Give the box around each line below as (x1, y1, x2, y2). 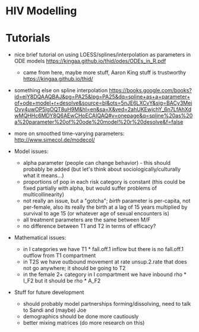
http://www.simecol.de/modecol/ (14, 136, 96, 143)
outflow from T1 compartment (23, 252, 96, 259)
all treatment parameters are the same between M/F (23, 216, 151, 224)
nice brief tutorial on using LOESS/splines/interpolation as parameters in (14, 51, 191, 58)
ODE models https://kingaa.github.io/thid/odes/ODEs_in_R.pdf (14, 58, 166, 65)
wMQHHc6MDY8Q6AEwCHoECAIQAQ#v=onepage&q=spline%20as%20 (14, 112, 193, 120)
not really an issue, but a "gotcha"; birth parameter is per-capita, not (23, 198, 191, 205)
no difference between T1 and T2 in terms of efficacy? (23, 223, 156, 230)
